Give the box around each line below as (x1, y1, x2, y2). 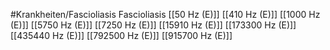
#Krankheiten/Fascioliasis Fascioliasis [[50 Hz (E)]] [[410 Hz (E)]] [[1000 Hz (10, 9, 321, 20)
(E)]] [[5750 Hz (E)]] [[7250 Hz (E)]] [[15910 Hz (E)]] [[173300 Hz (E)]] (10, 19, 297, 31)
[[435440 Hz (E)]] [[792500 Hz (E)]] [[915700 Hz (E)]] (10, 30, 233, 41)
